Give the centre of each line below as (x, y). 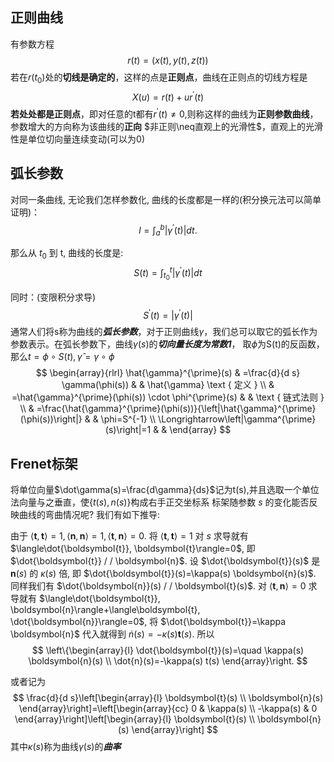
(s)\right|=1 (128, 430)
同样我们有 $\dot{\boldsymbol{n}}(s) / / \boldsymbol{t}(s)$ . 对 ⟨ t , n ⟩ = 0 (158, 586)
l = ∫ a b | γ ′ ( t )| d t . (168, 230)
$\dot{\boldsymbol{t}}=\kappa (223, 622)
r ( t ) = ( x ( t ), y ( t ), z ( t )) (168, 60)
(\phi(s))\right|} (51, 419)
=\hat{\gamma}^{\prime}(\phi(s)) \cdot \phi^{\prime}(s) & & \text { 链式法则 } (168, 397)
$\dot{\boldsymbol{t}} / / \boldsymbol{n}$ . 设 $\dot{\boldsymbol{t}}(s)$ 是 (165, 561)
